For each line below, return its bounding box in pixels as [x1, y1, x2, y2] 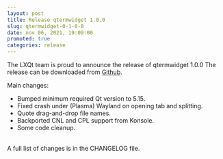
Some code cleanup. [16, 124, 76, 132]
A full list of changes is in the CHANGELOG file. [7, 145, 140, 152]
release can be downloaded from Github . [7, 68, 122, 76]
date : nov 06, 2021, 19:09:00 [7, 29, 94, 36]
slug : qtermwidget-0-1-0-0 [7, 23, 84, 29]
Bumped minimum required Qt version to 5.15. [16, 95, 146, 103]
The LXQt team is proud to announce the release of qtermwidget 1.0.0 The [7, 61, 217, 69]
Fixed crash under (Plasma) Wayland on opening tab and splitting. [16, 102, 203, 110]
